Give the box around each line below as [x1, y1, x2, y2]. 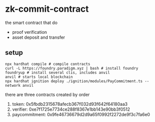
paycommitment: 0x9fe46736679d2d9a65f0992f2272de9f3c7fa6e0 [12, 111, 150, 117]
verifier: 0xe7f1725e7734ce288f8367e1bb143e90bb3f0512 [12, 106, 130, 112]
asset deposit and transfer [12, 34, 65, 40]
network [5, 83, 21, 88]
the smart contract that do [5, 20, 58, 25]
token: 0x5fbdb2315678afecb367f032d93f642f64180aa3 [12, 101, 128, 107]
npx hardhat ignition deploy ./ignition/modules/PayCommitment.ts [5, 78, 143, 84]
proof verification [12, 29, 47, 35]
